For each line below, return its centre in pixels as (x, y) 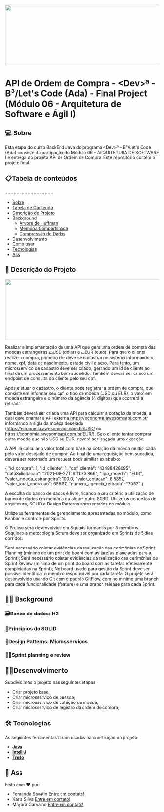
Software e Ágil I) (41, 114)
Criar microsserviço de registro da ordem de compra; (66, 707)
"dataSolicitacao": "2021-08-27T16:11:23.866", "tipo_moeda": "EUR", (74, 473)
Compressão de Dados (42, 233)
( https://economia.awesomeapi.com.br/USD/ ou (53, 428)
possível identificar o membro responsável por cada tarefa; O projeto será (79, 573)
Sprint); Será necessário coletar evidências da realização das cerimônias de (82, 558)
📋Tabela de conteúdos (41, 179)
